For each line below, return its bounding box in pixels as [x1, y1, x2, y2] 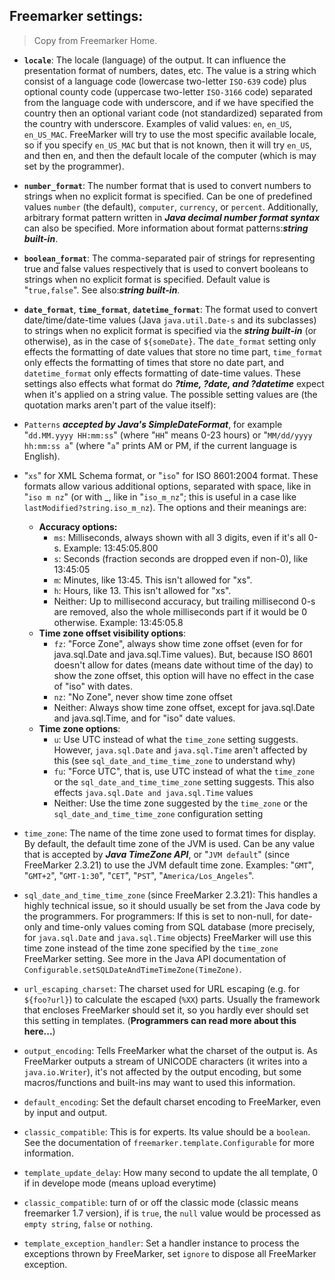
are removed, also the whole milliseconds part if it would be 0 [53, 605, 308, 618]
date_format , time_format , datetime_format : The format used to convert [23, 303, 318, 315]
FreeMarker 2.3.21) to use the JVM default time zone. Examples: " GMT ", [23, 859, 315, 871]
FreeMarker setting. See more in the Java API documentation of [23, 952, 287, 964]
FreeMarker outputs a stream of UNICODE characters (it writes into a [23, 1055, 308, 1067]
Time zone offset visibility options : [38, 627, 187, 639]
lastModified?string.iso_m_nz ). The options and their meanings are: [23, 501, 307, 513]
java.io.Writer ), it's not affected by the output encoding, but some [23, 1065, 302, 1078]
